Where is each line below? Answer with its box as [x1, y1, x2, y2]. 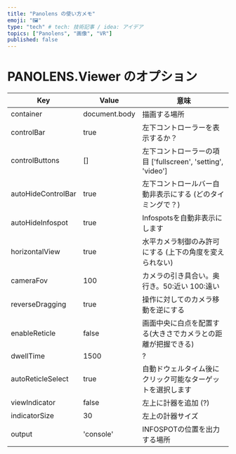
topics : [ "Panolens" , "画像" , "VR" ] [7, 29, 112, 37]
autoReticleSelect [11, 374, 69, 384]
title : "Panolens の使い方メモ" [7, 10, 96, 18]
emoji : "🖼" [7, 17, 42, 24]
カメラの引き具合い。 [142, 271, 213, 281]
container [11, 109, 43, 119]
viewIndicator [11, 398, 56, 408]
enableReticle [11, 328, 56, 338]
